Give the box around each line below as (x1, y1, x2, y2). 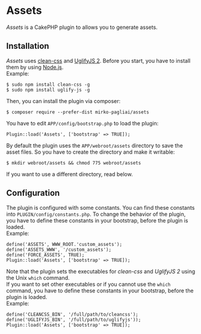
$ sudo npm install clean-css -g (6, 81, 90, 87)
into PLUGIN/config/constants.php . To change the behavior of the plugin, (6, 210, 186, 218)
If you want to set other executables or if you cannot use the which (6, 280, 171, 288)
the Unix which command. (6, 274, 70, 281)
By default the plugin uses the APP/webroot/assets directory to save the (6, 142, 184, 149)
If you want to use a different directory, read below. (6, 170, 134, 178)
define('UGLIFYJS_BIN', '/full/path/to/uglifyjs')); (6, 317, 141, 323)
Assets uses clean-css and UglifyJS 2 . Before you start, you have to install (6, 57, 191, 64)
